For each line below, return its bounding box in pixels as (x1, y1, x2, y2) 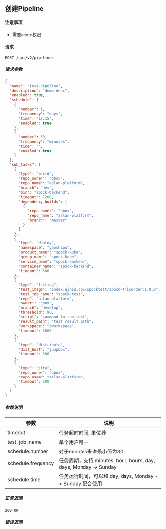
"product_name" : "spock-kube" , (18, 250, 83, 255)
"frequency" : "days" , (18, 111, 63, 116)
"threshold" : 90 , (18, 310, 54, 315)
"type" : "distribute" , (18, 342, 65, 347)
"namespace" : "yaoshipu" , (18, 245, 72, 250)
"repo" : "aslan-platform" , (18, 296, 74, 301)
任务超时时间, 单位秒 (59, 429, 106, 436)
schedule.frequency (7, 460, 54, 467)
